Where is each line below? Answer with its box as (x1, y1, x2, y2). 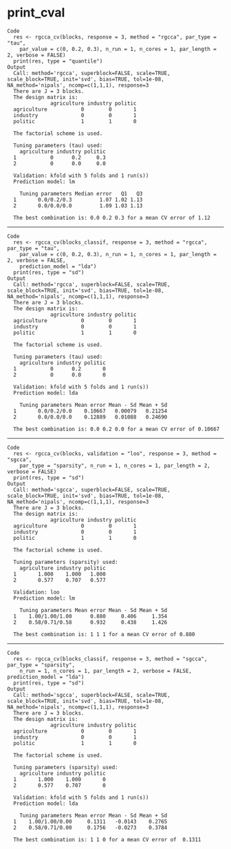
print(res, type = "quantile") (13, 57, 103, 65)
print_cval (7, 5, 65, 21)
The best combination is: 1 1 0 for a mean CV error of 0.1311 (13, 836, 201, 843)
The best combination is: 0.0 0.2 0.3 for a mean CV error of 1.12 (13, 214, 211, 221)
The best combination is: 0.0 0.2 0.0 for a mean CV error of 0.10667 (13, 426, 220, 432)
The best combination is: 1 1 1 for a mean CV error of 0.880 (13, 631, 195, 638)
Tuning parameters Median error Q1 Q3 (19, 190, 143, 197)
